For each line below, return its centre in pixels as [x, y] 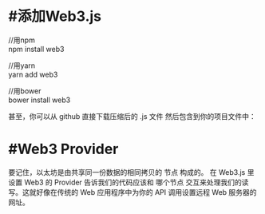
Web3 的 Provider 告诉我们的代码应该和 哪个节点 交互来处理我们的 [132, 182]
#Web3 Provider [63, 149]
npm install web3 [36, 49]
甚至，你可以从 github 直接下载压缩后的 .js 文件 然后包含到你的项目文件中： [132, 116]
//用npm [22, 40]
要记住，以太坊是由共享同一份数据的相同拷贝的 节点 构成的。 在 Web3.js [127, 172]
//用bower [25, 91]
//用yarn [22, 65]
